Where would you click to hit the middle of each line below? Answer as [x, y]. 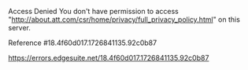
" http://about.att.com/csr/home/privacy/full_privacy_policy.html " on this [124, 19]
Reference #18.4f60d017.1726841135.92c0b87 [83, 43]
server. [20, 28]
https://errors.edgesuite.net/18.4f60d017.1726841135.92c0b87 [109, 58]
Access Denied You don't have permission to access [93, 11]
